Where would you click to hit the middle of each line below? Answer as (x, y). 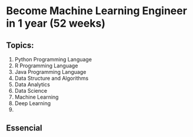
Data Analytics (32, 84)
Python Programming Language (53, 59)
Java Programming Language (50, 72)
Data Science (31, 91)
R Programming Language (46, 66)
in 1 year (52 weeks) (56, 23)
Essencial (24, 128)
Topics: (20, 45)
